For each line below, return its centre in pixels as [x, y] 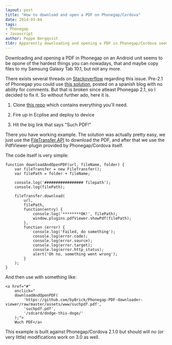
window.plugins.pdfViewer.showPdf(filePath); [82, 218]
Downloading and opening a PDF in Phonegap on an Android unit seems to [84, 58]
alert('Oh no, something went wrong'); [75, 254]
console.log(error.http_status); [68, 249]
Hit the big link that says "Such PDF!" [52, 124]
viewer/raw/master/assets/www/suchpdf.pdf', [53, 304]
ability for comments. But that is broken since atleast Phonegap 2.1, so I [81, 89]
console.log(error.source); [63, 241]
